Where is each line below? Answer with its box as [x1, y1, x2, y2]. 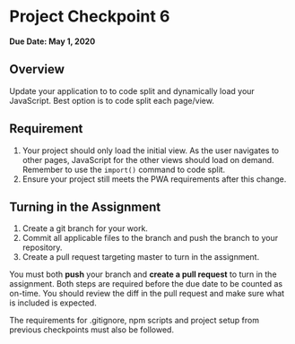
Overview [9, 62, 65, 77]
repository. [22, 242, 63, 253]
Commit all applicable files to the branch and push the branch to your [22, 233, 279, 244]
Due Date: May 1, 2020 [9, 36, 96, 47]
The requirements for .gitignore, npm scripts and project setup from [9, 315, 260, 326]
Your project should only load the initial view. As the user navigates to [22, 145, 280, 156]
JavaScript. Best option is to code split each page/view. [9, 95, 215, 106]
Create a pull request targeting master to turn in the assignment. [22, 252, 260, 262]
